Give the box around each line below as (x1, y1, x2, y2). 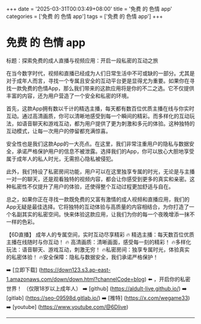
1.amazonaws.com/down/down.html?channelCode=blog (6, 275, 145, 283)
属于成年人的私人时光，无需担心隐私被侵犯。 (6, 155, 117, 162)
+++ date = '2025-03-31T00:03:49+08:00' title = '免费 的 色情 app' (6, 5, 172, 12)
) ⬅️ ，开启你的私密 (144, 275, 191, 283)
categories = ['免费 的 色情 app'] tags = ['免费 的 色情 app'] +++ (6, 13, 163, 20)
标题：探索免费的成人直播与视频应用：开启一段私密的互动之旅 (6, 56, 159, 64)
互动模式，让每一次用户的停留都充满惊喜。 (6, 127, 111, 134)
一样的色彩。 (6, 218, 38, 225)
